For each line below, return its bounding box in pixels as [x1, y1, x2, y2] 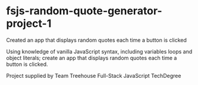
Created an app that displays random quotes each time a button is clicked [6, 36, 187, 43]
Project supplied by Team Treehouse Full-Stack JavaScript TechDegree [6, 72, 181, 79]
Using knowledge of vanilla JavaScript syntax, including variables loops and [6, 48, 193, 55]
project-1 [6, 17, 52, 30]
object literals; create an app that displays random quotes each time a [6, 54, 177, 61]
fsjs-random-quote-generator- [6, 4, 162, 18]
